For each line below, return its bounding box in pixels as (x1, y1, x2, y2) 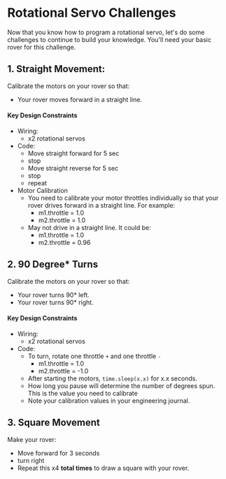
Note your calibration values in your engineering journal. (27, 396, 190, 405)
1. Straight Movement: (7, 63, 106, 75)
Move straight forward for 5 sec (27, 149, 120, 157)
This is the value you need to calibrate (27, 389, 138, 397)
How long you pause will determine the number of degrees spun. (27, 381, 216, 389)
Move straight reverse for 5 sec (27, 164, 119, 172)
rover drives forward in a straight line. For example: (27, 201, 176, 209)
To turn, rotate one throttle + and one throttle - (27, 352, 162, 360)
